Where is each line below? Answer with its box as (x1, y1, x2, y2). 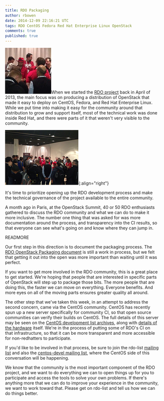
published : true (5, 34, 38, 38)
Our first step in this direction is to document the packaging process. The (5, 244, 152, 249)
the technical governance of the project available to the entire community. (5, 195, 154, 201)
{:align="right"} (78, 180, 109, 186)
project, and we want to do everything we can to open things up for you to (5, 370, 155, 375)
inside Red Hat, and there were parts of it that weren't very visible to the (5, 115, 150, 121)
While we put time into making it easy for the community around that (5, 105, 143, 111)
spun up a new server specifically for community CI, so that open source (5, 309, 151, 315)
